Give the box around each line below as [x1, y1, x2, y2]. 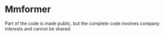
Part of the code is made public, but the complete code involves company [5, 20, 160, 26]
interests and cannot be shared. [5, 25, 72, 31]
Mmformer [5, 4, 51, 15]
